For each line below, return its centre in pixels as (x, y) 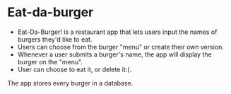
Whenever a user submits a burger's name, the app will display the (114, 54)
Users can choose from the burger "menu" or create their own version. (120, 47)
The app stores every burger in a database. (70, 83)
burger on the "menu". (50, 61)
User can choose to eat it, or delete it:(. (75, 69)
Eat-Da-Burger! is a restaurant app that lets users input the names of (117, 32)
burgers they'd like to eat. (55, 39)
